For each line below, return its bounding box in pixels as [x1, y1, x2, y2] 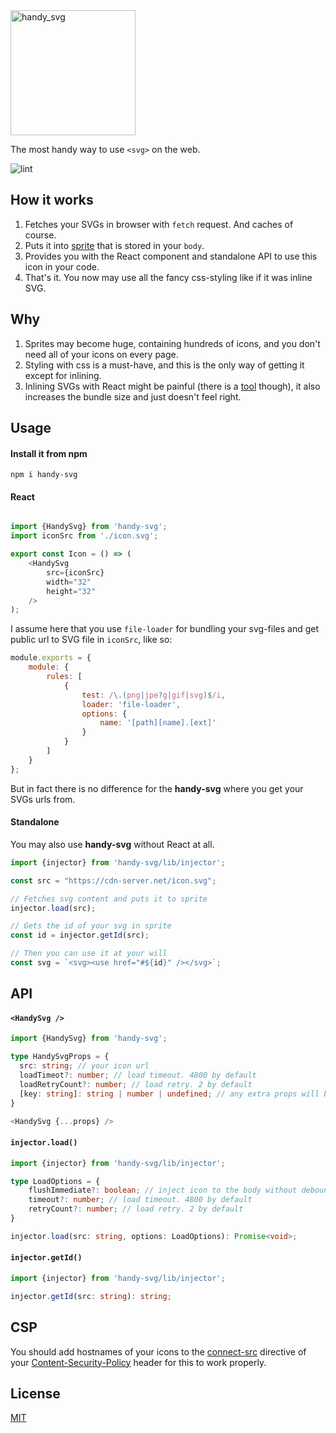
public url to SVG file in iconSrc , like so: [10, 634, 173, 646]
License [10, 1385, 61, 1402]
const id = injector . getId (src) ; [10, 930, 150, 941]
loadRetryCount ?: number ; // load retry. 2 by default [19, 1079, 253, 1089]
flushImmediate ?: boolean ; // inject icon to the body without [28, 1185, 298, 1196]
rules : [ [46, 672, 83, 682]
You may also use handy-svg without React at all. [10, 838, 215, 850]
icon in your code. [24, 260, 100, 273]
